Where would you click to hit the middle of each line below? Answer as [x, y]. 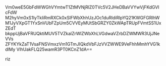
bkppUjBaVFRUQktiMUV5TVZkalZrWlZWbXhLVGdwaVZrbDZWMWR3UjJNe [83, 33]
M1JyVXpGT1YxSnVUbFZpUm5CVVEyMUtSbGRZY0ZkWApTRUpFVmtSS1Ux [83, 23]
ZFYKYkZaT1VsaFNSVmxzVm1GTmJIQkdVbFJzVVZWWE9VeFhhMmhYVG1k [83, 44]
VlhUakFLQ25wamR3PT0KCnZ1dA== [55, 49]
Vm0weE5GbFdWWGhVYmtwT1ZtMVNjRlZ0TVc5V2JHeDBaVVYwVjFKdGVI [82, 7]
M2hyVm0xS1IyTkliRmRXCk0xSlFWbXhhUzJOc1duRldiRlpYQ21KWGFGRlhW [83, 18]
